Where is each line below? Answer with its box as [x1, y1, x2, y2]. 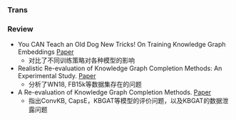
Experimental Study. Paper [17, 72, 96, 80]
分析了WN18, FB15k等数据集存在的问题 [28, 80, 143, 89]
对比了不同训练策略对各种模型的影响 [28, 56, 135, 65]
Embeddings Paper [17, 48, 74, 56]
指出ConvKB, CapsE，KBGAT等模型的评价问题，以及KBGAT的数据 [28, 97, 222, 105]
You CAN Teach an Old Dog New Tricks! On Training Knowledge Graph [17, 40, 226, 49]
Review [7, 23, 34, 33]
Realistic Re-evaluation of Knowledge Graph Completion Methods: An [17, 64, 222, 72]
